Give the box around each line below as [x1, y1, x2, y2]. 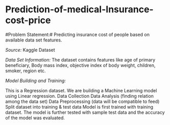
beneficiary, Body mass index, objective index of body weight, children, [5, 62, 156, 68]
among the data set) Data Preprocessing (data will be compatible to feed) [5, 98, 160, 105]
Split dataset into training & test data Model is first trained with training [5, 103, 154, 110]
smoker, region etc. [5, 68, 46, 74]
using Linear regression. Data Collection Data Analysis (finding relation [5, 93, 154, 99]
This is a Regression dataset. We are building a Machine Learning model [5, 87, 157, 93]
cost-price [5, 14, 51, 26]
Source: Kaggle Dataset [5, 47, 55, 53]
